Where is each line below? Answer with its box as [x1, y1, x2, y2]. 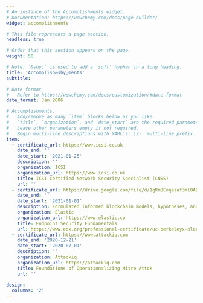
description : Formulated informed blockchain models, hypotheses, [17, 203, 188, 210]
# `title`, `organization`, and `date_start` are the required [6, 120, 174, 126]
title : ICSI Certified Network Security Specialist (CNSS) [17, 176, 169, 182]
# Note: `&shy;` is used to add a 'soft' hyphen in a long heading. [6, 64, 182, 70]
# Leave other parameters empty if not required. [6, 125, 139, 131]
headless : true [6, 37, 45, 43]
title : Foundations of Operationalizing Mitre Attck [17, 265, 153, 272]
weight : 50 [6, 53, 34, 59]
